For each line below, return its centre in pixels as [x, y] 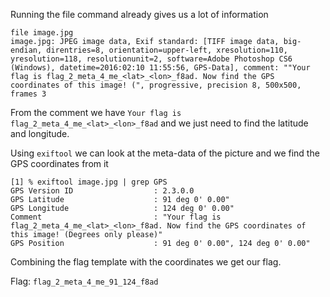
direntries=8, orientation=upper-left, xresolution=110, [167, 50]
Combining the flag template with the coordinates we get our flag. [146, 262]
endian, [26, 50]
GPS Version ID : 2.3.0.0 [102, 191]
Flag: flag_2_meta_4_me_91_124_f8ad [84, 281]
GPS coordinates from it [59, 163]
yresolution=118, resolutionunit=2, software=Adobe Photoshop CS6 [151, 59]
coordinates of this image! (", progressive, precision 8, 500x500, [156, 85]
